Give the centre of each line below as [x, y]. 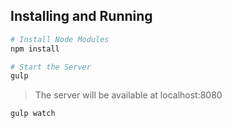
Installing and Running [81, 16]
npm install [35, 49]
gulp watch [33, 114]
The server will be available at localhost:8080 [128, 95]
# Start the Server [51, 67]
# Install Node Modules [60, 39]
